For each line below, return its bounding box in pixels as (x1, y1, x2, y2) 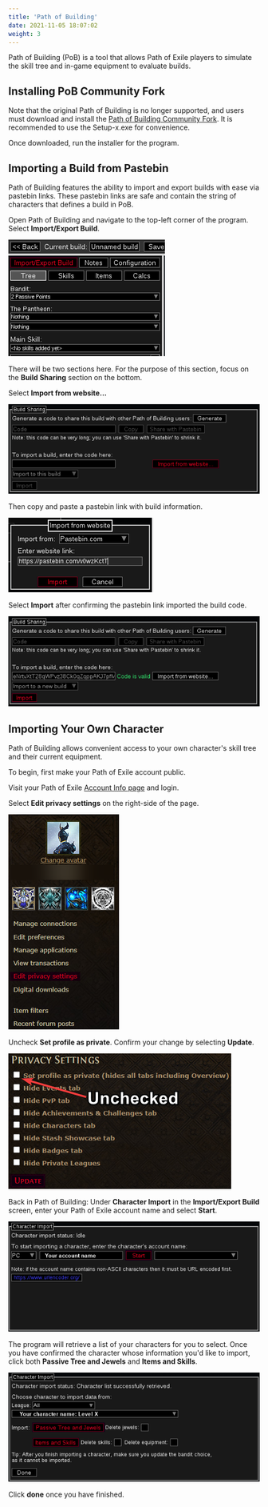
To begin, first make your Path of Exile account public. (8, 768, 186, 777)
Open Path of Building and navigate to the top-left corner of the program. (8, 215, 249, 224)
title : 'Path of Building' (8, 13, 98, 21)
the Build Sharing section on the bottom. (8, 373, 143, 382)
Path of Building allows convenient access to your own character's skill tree (8, 743, 257, 753)
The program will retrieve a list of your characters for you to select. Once (8, 1339, 248, 1349)
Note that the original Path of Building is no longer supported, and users (8, 106, 245, 115)
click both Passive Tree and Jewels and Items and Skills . (8, 1357, 198, 1366)
